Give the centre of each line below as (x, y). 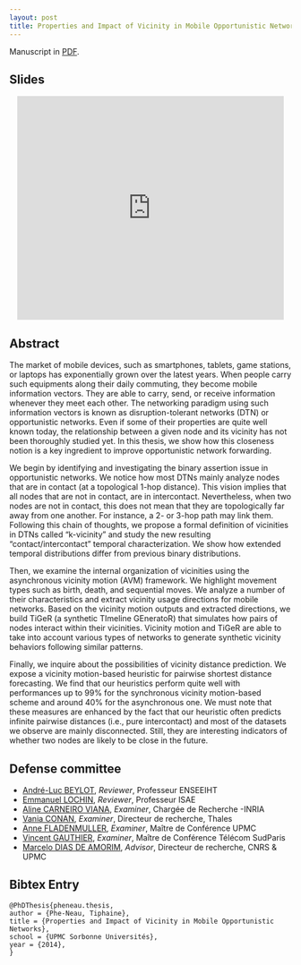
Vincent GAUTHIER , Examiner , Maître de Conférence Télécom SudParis (154, 837)
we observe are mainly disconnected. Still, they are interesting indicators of (149, 731)
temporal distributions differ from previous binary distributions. (125, 554)
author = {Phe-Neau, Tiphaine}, (69, 913)
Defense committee (65, 769)
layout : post (34, 17)
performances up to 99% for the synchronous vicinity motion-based (135, 693)
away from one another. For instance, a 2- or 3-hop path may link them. (142, 516)
